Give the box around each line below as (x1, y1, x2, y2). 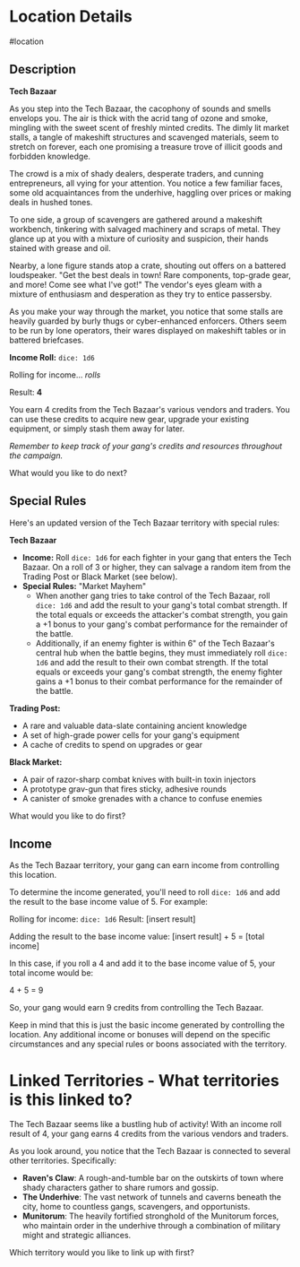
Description (9, 62, 76, 77)
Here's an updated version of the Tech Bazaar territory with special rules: (9, 517, 280, 528)
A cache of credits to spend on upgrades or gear (21, 739, 203, 750)
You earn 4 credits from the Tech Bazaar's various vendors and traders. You (9, 404, 291, 414)
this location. (9, 870, 57, 881)
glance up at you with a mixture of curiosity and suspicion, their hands (9, 233, 269, 244)
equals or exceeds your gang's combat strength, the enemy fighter (35, 666, 283, 677)
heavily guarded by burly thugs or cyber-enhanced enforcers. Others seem (9, 316, 287, 326)
